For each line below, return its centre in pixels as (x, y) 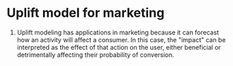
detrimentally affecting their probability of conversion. (96, 55)
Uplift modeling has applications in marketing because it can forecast (118, 32)
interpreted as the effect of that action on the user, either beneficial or (119, 47)
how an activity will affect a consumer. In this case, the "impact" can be (121, 39)
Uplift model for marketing (86, 13)
